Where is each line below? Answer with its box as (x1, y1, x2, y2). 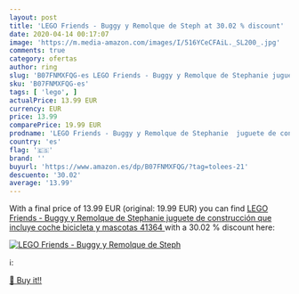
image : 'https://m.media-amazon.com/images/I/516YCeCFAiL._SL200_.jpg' (9, 37, 280, 47)
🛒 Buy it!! (9, 275, 43, 286)
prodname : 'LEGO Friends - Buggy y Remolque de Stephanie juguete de (9, 129, 277, 138)
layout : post (9, 12, 58, 22)
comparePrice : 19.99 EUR (9, 121, 101, 130)
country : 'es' (9, 137, 62, 146)
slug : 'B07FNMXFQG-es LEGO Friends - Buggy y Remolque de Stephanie (9, 71, 269, 80)
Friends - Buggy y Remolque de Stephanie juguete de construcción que (9, 213, 272, 224)
